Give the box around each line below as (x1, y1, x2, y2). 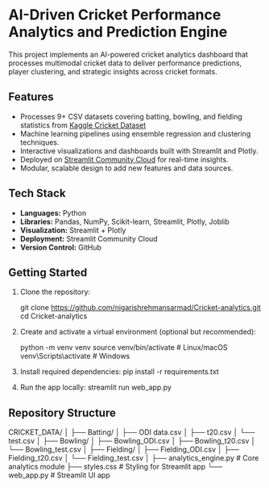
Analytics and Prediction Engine (8, 23, 228, 41)
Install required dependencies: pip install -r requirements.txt (19, 367, 219, 377)
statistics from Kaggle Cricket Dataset (19, 120, 147, 130)
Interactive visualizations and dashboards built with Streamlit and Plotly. (19, 145, 259, 155)
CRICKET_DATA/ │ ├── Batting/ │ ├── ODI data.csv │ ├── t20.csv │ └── (8, 427, 255, 437)
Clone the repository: (19, 287, 91, 297)
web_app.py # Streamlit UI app (8, 470, 110, 480)
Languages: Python (19, 208, 87, 217)
